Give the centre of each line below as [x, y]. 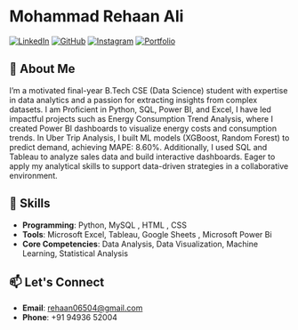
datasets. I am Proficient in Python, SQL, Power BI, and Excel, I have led [140, 109]
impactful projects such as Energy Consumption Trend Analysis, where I [141, 118]
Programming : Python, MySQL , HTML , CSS [104, 225]
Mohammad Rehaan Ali [97, 16]
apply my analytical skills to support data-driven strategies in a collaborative [149, 165]
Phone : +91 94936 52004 [70, 318]
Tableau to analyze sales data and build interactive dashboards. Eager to [142, 157]
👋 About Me [42, 69]
